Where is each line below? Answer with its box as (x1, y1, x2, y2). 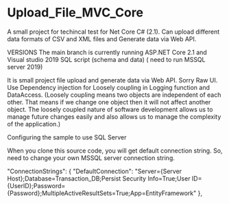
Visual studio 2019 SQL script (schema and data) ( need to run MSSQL (7, 55, 206, 63)
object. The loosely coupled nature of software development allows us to (7, 105, 213, 113)
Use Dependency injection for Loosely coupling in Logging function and (7, 83, 210, 91)
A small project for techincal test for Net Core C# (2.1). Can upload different (7, 27, 220, 36)
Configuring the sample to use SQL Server (7, 133, 127, 141)
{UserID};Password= (7, 181, 66, 190)
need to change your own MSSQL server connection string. (7, 153, 175, 162)
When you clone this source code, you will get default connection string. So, (7, 146, 223, 155)
